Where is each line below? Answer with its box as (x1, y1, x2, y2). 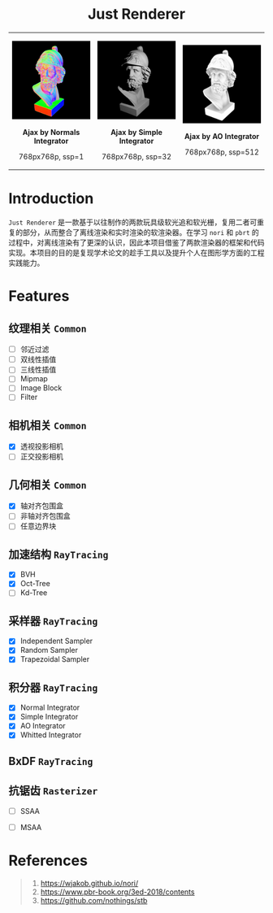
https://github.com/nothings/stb (40, 895, 148, 905)
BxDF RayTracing (8, 754, 93, 768)
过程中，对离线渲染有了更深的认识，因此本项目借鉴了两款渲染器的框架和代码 (8, 237, 265, 248)
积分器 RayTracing (8, 680, 98, 694)
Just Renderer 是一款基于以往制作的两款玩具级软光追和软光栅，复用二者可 (8, 217, 258, 228)
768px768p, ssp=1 (19, 151, 84, 161)
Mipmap (19, 374, 49, 384)
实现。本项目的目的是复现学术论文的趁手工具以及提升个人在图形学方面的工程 (8, 248, 265, 258)
